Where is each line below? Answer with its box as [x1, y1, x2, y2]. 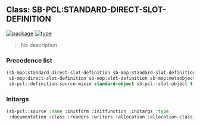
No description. [20, 41, 59, 48]
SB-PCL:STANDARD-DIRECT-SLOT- [32, 5, 167, 15]
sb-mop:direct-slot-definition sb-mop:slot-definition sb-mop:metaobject [8, 75, 196, 81]
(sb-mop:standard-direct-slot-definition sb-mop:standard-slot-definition [6, 70, 196, 76]
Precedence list [6, 56, 52, 64]
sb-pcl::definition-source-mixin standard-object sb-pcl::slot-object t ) [8, 80, 196, 87]
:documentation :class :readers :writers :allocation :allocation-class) [8, 114, 196, 120]
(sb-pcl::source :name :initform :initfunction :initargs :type [6, 108, 169, 115]
